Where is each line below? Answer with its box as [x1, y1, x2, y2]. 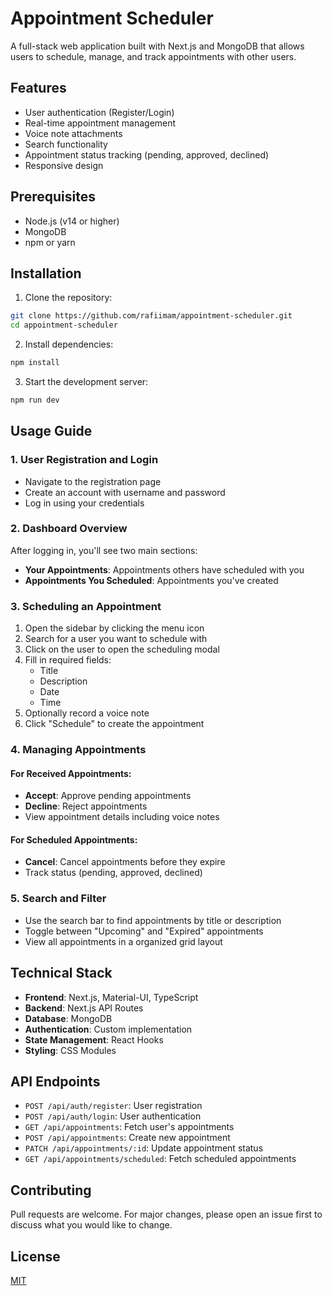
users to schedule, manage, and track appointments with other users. [10, 50, 297, 62]
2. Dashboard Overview [10, 522, 128, 536]
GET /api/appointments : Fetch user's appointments [24, 1121, 235, 1133]
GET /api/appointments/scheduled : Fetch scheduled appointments [24, 1153, 297, 1165]
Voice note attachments [24, 127, 123, 139]
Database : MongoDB [24, 1012, 113, 1024]
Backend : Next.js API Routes [24, 1002, 144, 1014]
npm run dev [10, 395, 60, 405]
